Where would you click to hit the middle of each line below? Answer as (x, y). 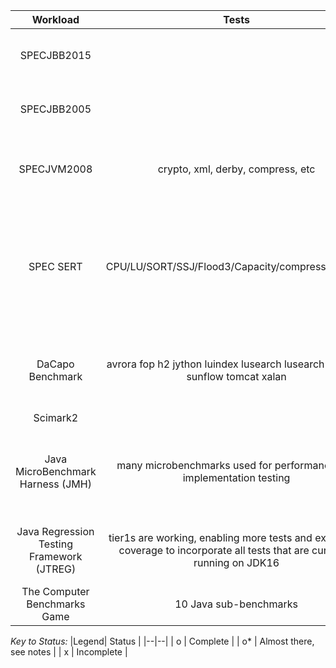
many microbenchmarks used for (194, 465)
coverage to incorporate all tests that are (214, 550)
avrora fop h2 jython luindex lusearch (194, 364)
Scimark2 (56, 417)
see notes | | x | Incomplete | (69, 652)
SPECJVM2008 (55, 169)
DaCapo (55, 364)
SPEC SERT (55, 266)
